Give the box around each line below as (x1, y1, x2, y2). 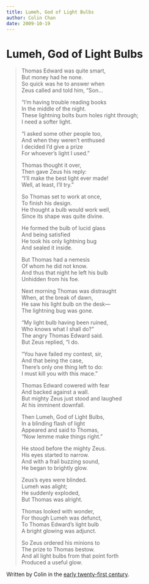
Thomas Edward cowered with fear (21, 382, 110, 389)
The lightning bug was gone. (21, 307, 93, 314)
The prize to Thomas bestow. (21, 546, 95, 553)
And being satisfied (21, 231, 71, 238)
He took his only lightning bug (21, 238, 97, 245)
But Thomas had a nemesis (21, 256, 90, 263)
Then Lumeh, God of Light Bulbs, (21, 413, 105, 421)
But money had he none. (21, 74, 84, 81)
